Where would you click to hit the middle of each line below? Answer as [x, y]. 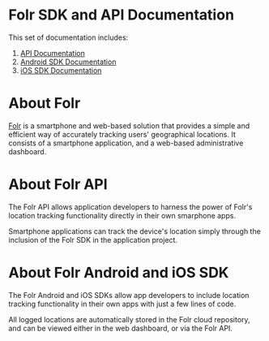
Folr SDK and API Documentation [122, 15]
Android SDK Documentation [68, 62]
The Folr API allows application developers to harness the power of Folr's [130, 207]
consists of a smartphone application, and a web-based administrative [126, 143]
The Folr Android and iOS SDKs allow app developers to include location [129, 295]
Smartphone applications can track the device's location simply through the [134, 231]
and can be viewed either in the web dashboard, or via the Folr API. [121, 328]
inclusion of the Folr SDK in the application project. [93, 240]
